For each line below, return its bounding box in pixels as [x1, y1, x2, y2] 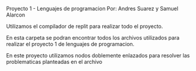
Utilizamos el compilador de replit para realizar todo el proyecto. [6, 23, 163, 30]
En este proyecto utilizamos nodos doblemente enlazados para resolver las [6, 52, 190, 59]
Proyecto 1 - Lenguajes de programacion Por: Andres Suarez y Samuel [6, 5, 179, 12]
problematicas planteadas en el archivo [6, 59, 103, 65]
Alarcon [6, 11, 26, 18]
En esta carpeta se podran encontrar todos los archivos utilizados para [6, 34, 180, 41]
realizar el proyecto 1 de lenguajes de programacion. [6, 41, 135, 47]
